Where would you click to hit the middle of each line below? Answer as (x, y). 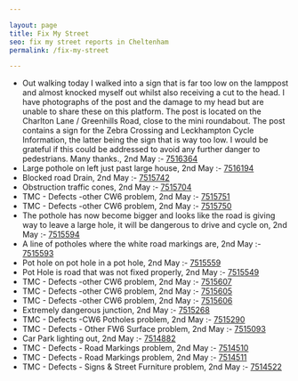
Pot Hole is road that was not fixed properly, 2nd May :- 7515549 (141, 272)
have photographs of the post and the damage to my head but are (143, 102)
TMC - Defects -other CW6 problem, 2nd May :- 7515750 (127, 207)
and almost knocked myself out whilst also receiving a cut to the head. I (153, 93)
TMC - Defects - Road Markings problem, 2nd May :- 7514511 (134, 358)
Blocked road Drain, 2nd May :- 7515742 (96, 178)
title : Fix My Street (49, 33)
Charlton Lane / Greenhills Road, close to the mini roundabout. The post (153, 121)
